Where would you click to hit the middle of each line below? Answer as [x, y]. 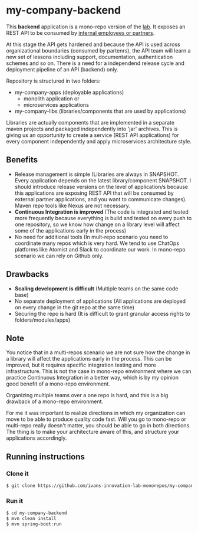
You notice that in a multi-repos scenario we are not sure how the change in [98, 352]
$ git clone [21, 486]
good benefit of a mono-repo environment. [58, 384]
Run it [15, 501]
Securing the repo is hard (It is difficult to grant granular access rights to [102, 313]
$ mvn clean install [32, 519]
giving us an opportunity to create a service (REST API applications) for [93, 135]
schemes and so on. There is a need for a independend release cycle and [95, 63]
